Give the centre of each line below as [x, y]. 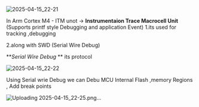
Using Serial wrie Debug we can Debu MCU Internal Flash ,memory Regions [99, 80]
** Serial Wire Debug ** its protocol [49, 56]
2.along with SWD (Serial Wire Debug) [53, 45]
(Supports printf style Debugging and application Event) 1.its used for [91, 27]
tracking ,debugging [31, 33]
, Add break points [29, 86]
